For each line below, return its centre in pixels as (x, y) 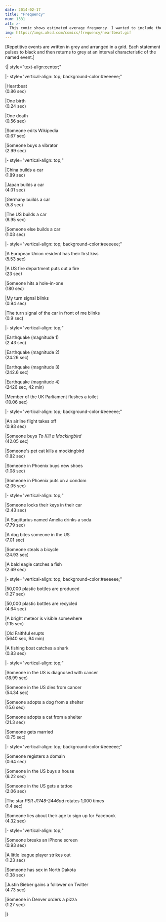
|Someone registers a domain (35, 756)
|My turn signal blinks (27, 298)
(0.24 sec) (16, 106)
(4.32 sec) (16, 821)
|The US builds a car (26, 214)
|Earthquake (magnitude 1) (32, 337)
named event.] (20, 57)
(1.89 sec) (15, 175)
